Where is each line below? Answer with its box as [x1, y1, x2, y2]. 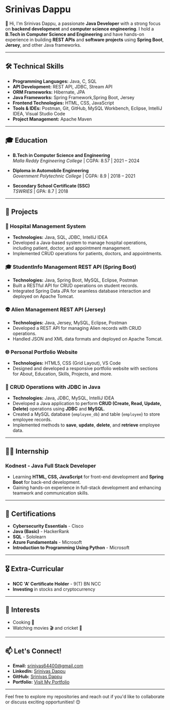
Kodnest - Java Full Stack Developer [5, 462, 96, 469]
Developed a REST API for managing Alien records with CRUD [12, 325, 142, 331]
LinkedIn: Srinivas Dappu [12, 668, 66, 674]
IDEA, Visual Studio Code [12, 110, 66, 116]
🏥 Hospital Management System [5, 223, 86, 230]
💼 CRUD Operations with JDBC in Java [5, 384, 101, 391]
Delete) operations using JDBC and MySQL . [12, 406, 105, 412]
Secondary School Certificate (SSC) [12, 182, 90, 189]
